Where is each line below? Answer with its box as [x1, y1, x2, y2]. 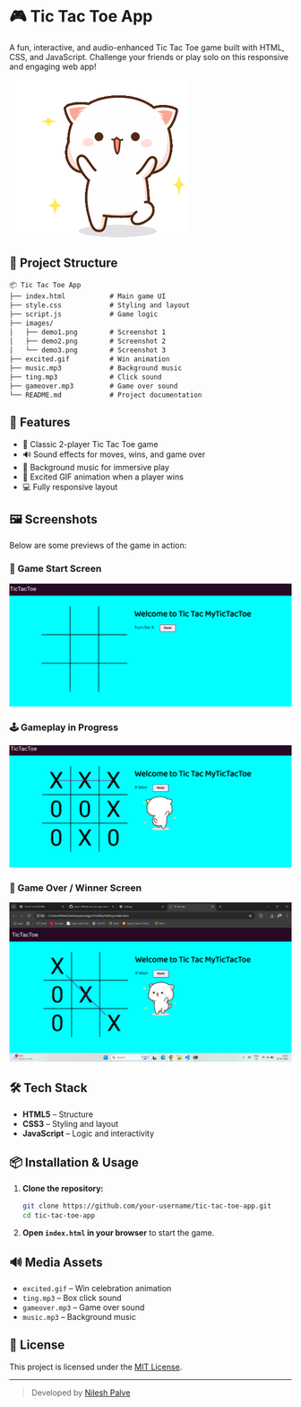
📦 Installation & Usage [9, 1155, 139, 1171]
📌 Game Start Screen [9, 562, 102, 575]
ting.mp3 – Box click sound [21, 1293, 123, 1304]
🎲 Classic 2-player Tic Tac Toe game [21, 438, 159, 449]
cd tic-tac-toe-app [21, 1211, 96, 1220]
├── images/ [9, 319, 54, 328]
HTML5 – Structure [21, 1109, 94, 1120]
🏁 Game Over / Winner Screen [9, 881, 142, 893]
